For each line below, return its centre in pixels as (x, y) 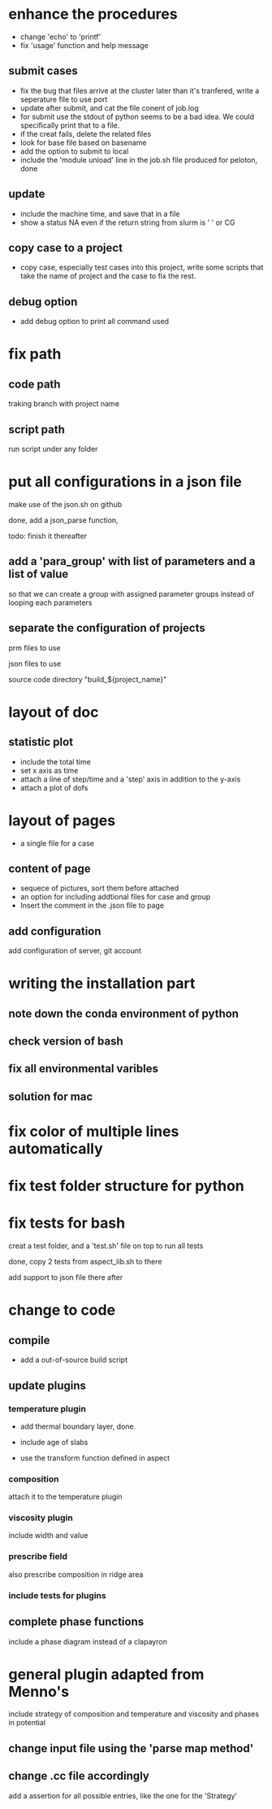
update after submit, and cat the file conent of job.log (109, 107)
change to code (62, 1310)
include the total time (55, 761)
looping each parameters (50, 602)
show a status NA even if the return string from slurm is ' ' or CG (127, 222)
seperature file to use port (64, 99)
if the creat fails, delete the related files (86, 134)
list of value (39, 574)
